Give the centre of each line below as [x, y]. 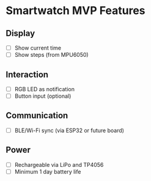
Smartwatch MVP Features [75, 11]
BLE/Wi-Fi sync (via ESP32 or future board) [69, 130]
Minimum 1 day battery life [48, 171]
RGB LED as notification [44, 89]
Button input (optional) [43, 96]
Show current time [38, 48]
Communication [37, 116]
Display [20, 33]
